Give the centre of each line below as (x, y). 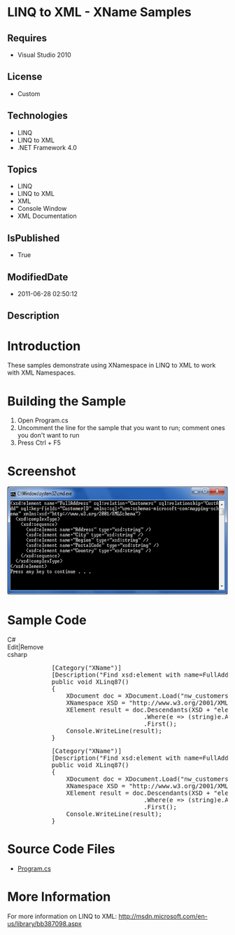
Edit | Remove (26, 647)
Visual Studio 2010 (44, 55)
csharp (17, 655)
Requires (27, 38)
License (25, 77)
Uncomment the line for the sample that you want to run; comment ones (121, 428)
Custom (29, 93)
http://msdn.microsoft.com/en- (163, 916)
